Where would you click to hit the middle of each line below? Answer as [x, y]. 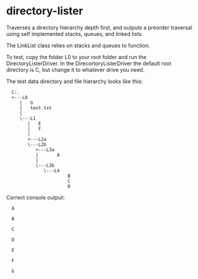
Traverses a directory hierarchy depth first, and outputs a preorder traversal [99, 27]
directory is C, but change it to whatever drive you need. [75, 69]
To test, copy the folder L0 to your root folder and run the [76, 57]
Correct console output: [35, 197]
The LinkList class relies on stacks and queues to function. [78, 45]
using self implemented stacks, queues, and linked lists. [75, 33]
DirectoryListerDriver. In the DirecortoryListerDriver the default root [89, 63]
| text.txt [35, 108]
